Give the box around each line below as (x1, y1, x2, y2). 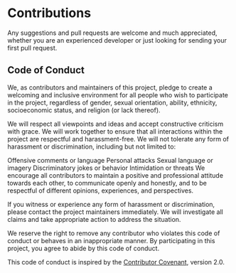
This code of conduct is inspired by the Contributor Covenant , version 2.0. (7, 257, 225, 266)
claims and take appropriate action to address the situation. (7, 215, 181, 223)
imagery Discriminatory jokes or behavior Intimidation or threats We (7, 164, 205, 172)
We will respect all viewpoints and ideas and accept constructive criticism (7, 119, 224, 128)
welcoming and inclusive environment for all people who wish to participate (7, 90, 229, 99)
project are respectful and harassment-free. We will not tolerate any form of (7, 134, 230, 143)
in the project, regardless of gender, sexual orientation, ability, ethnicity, (7, 98, 218, 107)
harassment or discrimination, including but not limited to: (7, 142, 176, 151)
